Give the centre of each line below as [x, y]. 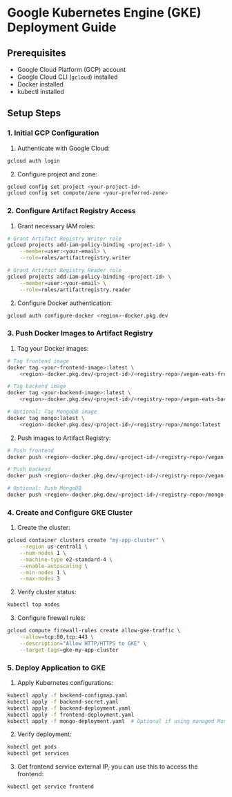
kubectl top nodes [33, 605]
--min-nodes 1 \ [43, 572]
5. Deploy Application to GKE [56, 668]
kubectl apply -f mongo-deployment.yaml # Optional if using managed [111, 721]
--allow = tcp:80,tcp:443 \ [57, 637]
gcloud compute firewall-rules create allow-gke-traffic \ [94, 631]
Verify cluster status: [47, 592]
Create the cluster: [43, 528]
